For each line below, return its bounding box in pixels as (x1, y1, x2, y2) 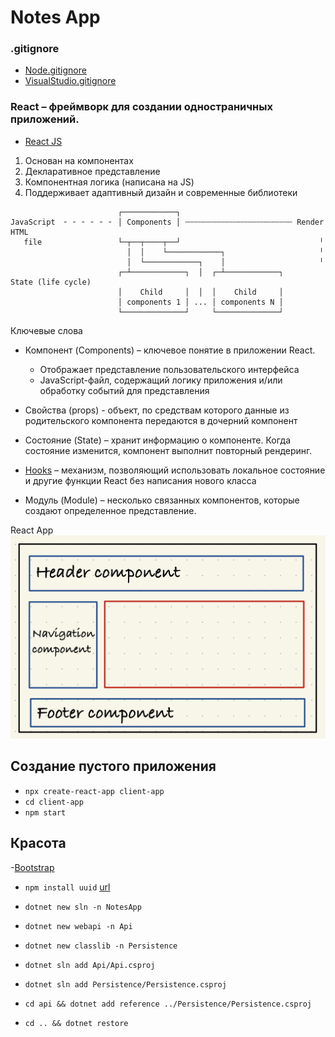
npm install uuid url (24, 881, 111, 893)
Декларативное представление (24, 165, 161, 177)
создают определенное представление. (24, 504, 197, 516)
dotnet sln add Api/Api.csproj (24, 960, 156, 970)
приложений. (10, 112, 80, 126)
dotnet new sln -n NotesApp (24, 902, 142, 912)
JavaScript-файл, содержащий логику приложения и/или (39, 374, 283, 386)
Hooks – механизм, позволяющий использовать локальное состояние (24, 464, 326, 476)
